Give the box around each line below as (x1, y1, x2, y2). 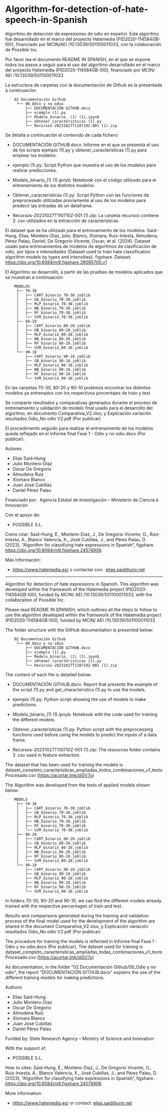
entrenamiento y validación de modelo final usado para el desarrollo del (5, 405, 153, 411)
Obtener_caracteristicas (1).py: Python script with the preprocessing (12, 726, 153, 732)
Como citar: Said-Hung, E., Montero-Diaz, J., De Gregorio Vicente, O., (5, 531, 149, 537)
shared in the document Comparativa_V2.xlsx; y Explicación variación (5, 923, 148, 929)
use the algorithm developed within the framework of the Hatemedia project (5, 612, 161, 618)
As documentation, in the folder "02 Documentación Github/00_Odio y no (5, 964, 156, 970)
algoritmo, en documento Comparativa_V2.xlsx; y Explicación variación (5, 410, 151, 416)
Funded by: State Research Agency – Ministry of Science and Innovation (5, 1035, 154, 1041)
